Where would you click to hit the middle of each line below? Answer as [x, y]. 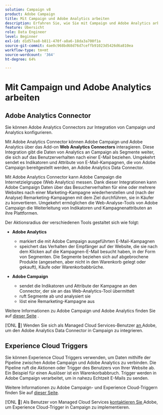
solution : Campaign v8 [28, 9]
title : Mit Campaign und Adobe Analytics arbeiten [57, 18]
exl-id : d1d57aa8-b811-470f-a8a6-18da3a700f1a [53, 41]
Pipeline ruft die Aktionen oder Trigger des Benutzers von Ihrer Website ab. [80, 368]
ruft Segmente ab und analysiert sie [55, 296]
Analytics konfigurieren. [29, 133]
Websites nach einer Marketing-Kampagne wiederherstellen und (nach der [80, 193]
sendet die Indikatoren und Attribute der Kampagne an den [78, 286]
